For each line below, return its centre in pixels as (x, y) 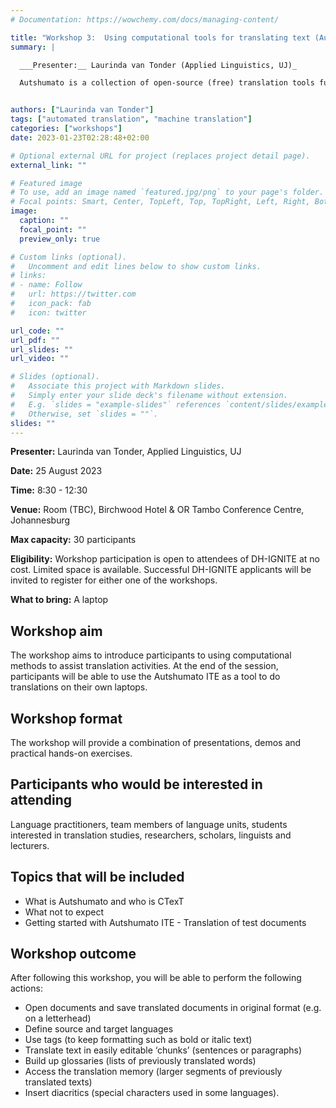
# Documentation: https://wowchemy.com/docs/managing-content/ (145, 19)
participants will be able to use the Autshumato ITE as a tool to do (145, 677)
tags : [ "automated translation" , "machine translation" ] (131, 119)
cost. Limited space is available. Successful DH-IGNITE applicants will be (161, 570)
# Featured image (46, 183)
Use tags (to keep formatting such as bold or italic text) (138, 1040)
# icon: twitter (48, 312)
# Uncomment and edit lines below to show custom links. (136, 266)
